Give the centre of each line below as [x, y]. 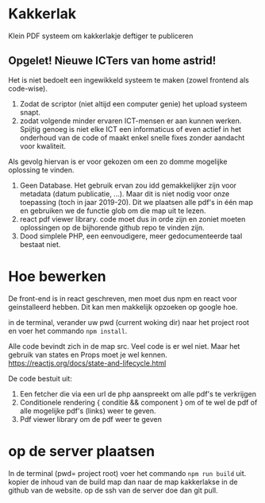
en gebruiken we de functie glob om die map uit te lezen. [113, 211]
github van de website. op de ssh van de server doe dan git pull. [113, 490]
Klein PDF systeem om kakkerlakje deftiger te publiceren [101, 36]
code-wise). [28, 88]
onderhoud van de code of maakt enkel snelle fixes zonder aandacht [132, 137]
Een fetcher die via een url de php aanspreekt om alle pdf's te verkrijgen [138, 393]
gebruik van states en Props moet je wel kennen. [88, 354]
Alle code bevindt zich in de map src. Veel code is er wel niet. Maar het [124, 346]
